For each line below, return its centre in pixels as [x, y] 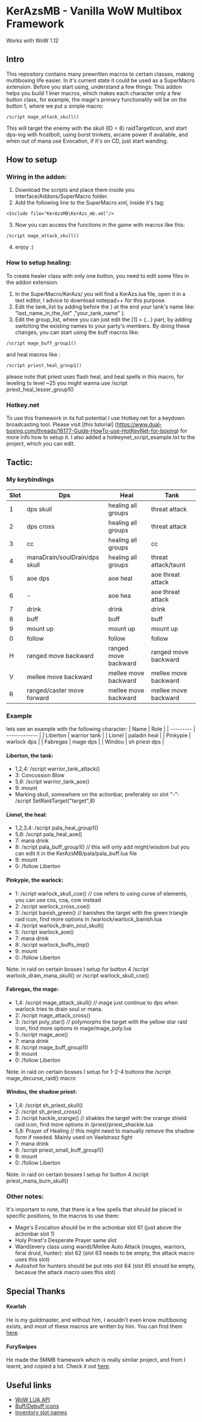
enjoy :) [24, 247]
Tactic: [20, 462]
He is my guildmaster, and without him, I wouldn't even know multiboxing [96, 1320]
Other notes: [25, 1196]
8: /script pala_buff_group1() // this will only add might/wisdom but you [102, 847]
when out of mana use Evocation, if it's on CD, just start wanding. [87, 141]
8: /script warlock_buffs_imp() [52, 944]
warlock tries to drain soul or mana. [59, 1009]
